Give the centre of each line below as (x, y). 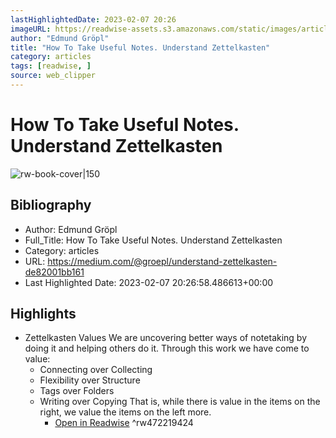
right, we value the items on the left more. (125, 412)
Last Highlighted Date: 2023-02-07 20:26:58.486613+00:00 (149, 282)
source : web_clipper (53, 76)
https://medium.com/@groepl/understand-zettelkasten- (162, 261)
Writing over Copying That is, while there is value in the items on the (180, 402)
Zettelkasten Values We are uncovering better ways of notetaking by (166, 338)
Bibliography (51, 205)
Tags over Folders (77, 391)
